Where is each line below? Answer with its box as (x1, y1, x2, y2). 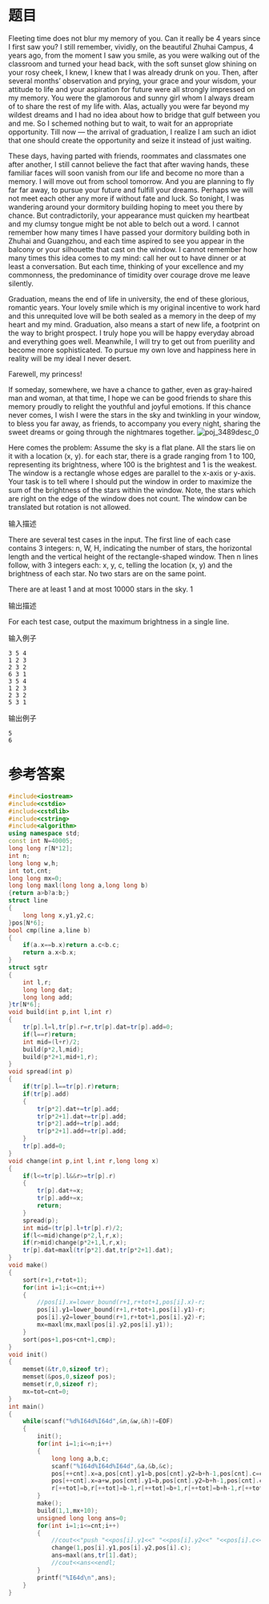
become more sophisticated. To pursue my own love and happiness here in (8, 345, 256, 355)
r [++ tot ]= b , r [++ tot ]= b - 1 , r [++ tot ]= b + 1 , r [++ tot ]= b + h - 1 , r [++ (50, 1485, 253, 1493)
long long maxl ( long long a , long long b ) (8, 881, 149, 890)
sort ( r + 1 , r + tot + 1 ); (22, 1276, 88, 1284)
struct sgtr (8, 964, 48, 972)
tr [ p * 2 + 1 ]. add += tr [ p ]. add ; (37, 1127, 127, 1136)
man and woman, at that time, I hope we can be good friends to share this (8, 393, 252, 403)
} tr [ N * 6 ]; (8, 1000, 42, 1009)
